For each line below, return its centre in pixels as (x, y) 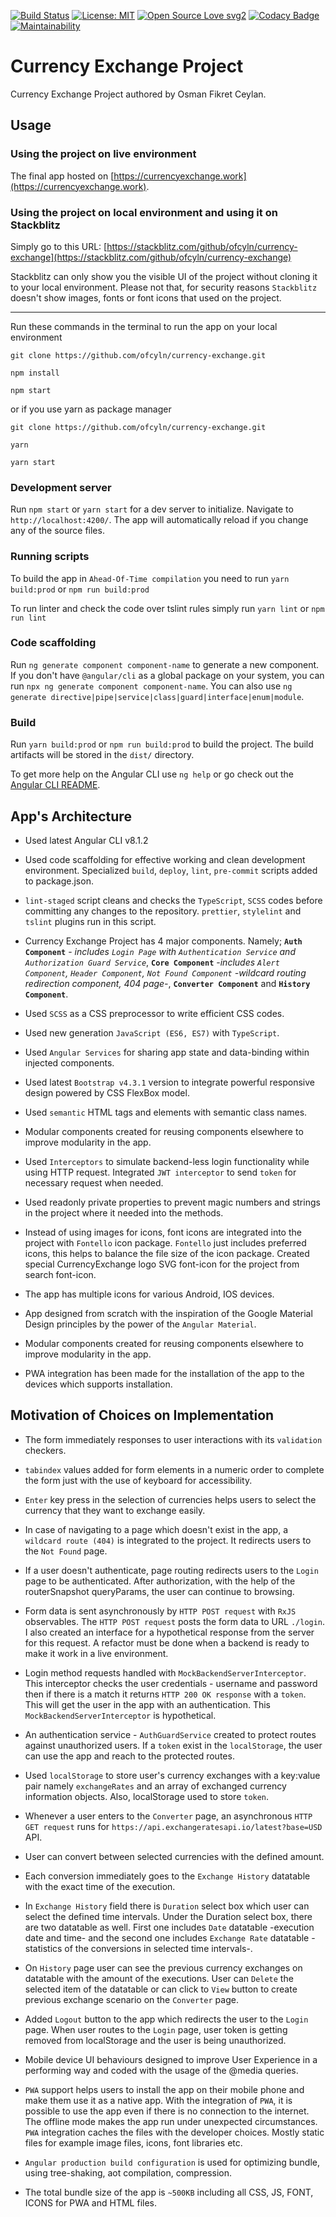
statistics (43, 1948)
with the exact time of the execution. (100, 1886)
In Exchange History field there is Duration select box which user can (167, 1906)
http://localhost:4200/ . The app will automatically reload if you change (159, 520)
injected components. (69, 1062)
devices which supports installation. (98, 1384)
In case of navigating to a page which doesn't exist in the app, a (156, 1529)
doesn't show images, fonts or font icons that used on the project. (146, 297)
